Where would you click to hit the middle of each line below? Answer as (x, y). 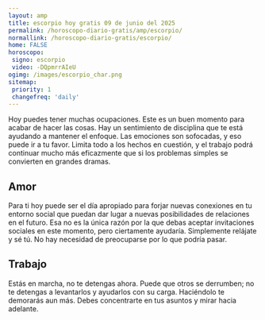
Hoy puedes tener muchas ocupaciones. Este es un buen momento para (126, 119)
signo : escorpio (38, 60)
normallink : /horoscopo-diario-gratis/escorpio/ (90, 38)
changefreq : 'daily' (46, 97)
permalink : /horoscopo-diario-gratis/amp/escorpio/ (95, 30)
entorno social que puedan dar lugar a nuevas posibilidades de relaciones (129, 214)
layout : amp (28, 15)
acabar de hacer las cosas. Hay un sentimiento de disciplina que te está (126, 128)
